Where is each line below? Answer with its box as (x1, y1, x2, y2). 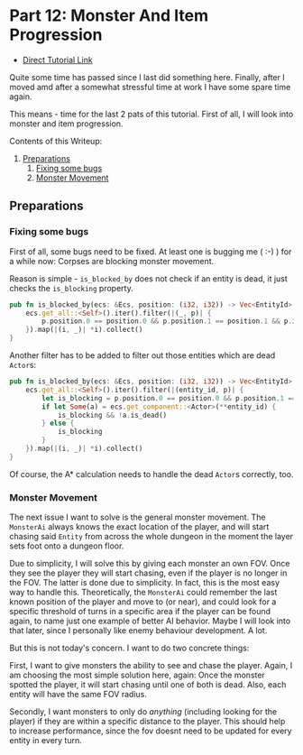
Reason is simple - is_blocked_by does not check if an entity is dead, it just (9, 272, 289, 284)
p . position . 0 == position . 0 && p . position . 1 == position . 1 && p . (41, 317, 293, 326)
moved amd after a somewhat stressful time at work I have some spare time (9, 81, 291, 92)
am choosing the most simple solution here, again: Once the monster (9, 669, 266, 681)
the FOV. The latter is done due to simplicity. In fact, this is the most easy (9, 577, 280, 588)
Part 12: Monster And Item (9, 5, 209, 26)
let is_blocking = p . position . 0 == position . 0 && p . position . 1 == (41, 393, 297, 402)
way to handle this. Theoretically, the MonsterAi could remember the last (9, 587, 278, 598)
